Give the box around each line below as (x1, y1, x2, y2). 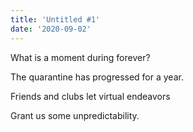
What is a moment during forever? (10, 51, 151, 63)
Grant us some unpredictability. (10, 109, 140, 121)
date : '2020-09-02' (10, 24, 92, 34)
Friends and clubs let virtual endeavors (10, 90, 171, 102)
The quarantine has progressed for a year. (10, 71, 184, 83)
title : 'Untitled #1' (10, 14, 101, 25)
